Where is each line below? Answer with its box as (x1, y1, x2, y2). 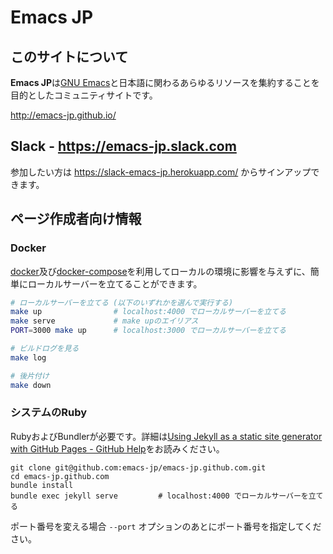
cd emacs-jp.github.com (10, 471, 110, 481)
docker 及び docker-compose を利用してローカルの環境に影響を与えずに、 (10, 265, 311, 277)
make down (10, 380, 52, 390)
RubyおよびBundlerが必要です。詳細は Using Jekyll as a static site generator (10, 430, 323, 442)
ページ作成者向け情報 (10, 211, 142, 228)
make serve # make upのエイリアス (10, 316, 199, 326)
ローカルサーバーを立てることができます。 (27, 277, 203, 290)
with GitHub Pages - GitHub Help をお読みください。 (10, 442, 225, 455)
